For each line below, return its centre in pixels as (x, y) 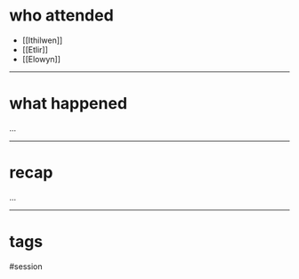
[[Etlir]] (35, 49)
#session (26, 266)
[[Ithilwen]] (42, 40)
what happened (68, 104)
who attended (61, 16)
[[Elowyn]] (41, 59)
